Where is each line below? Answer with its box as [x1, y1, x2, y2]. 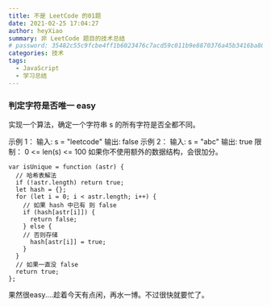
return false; [29, 215, 78, 223]
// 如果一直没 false [15, 260, 79, 268]
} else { [23, 222, 52, 230]
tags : [8, 57, 27, 65]
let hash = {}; [15, 185, 67, 193]
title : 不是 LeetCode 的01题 [8, 11, 102, 20]
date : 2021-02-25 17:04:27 [8, 19, 99, 27]
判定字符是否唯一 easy [8, 100, 97, 111]
